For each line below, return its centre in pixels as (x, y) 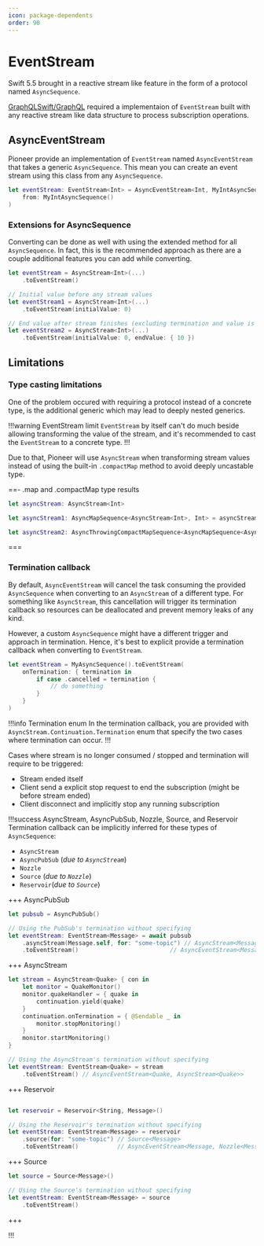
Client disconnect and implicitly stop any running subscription (119, 803)
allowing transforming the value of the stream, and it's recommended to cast (132, 434)
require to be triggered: (46, 763)
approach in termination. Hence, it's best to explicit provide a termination (126, 641)
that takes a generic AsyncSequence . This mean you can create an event (123, 167)
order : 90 (24, 23)
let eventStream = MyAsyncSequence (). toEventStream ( (96, 664)
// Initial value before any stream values (81, 294)
